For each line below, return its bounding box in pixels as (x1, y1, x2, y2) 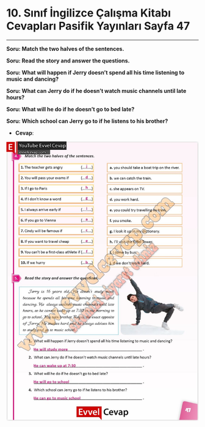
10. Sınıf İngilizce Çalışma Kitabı (6, 6, 171, 20)
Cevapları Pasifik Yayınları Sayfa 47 (6, 19, 190, 33)
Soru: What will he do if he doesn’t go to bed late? (6, 105, 135, 113)
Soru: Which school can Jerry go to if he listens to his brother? (6, 117, 168, 125)
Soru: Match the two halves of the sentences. (6, 45, 124, 52)
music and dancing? (6, 75, 59, 83)
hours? (6, 94, 25, 101)
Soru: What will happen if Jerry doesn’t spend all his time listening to (6, 69, 185, 76)
